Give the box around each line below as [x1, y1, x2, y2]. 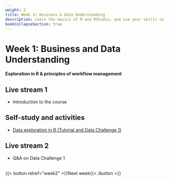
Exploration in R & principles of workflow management [5, 71, 122, 77]
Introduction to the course [12, 99, 67, 105]
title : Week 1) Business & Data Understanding [5, 12, 105, 17]
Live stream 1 [5, 85, 48, 94]
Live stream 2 [5, 142, 49, 150]
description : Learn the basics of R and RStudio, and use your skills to [5, 17, 164, 22]
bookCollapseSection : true [5, 21, 62, 27]
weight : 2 [5, 7, 26, 13]
